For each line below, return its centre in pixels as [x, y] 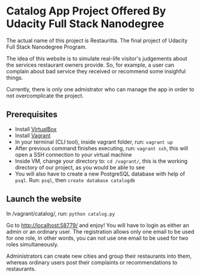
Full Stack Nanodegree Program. [47, 47]
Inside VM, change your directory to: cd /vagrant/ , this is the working [101, 161]
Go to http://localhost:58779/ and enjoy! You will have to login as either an [98, 225]
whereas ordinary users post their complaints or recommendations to [92, 262]
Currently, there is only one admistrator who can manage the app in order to [100, 89]
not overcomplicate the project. [45, 96]
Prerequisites [32, 114]
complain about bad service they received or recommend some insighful [96, 71]
